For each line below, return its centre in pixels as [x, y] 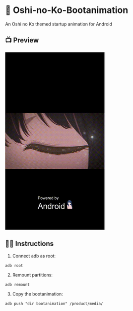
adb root [14, 266]
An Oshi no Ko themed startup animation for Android [59, 24]
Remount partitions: [33, 275]
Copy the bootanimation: [37, 294]
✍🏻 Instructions [30, 244]
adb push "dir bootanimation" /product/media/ [54, 304]
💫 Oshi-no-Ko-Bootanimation [67, 10]
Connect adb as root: [34, 256]
